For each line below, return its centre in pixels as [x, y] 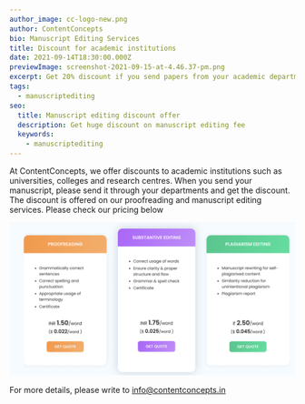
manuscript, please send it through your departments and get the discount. [150, 190]
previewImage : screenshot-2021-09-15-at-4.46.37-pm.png [117, 67]
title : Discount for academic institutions [93, 48]
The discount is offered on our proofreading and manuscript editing [136, 200]
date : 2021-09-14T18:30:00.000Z [70, 58]
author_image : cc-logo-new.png [69, 19]
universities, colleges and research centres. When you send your [131, 181]
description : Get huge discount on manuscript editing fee [132, 125]
